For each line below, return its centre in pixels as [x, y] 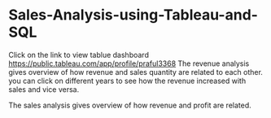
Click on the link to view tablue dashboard [79, 55]
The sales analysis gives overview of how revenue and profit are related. [130, 105]
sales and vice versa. [44, 89]
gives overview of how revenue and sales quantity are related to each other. [135, 72]
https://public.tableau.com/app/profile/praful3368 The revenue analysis [129, 63]
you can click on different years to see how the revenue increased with [127, 81]
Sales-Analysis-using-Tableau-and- [133, 15]
